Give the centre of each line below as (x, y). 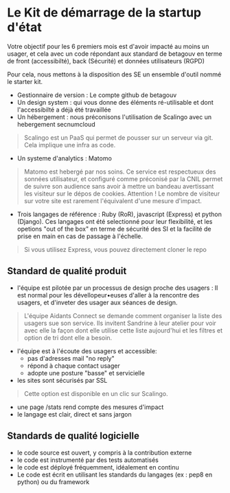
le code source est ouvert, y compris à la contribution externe (104, 452)
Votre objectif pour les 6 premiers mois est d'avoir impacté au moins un (108, 46)
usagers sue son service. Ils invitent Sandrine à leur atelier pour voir (120, 323)
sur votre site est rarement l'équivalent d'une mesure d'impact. (113, 200)
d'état (25, 27)
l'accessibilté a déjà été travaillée (64, 109)
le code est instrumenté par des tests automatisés (88, 460)
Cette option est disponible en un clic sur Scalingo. (96, 393)
